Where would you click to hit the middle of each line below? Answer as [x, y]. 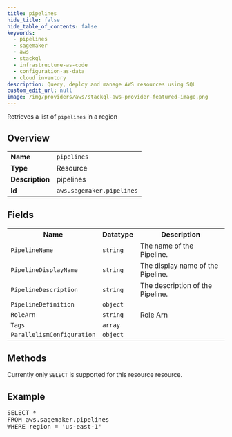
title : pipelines [32, 13]
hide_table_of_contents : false [52, 26]
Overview [29, 138]
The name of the [167, 246]
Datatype [118, 234]
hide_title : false [33, 20]
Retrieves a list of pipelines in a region [62, 117]
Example [26, 397]
